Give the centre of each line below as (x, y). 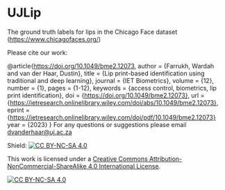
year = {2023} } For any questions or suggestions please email (97, 124)
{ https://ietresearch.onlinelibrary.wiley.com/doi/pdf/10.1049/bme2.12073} (112, 117)
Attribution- (166, 159)
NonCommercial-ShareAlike (47, 166)
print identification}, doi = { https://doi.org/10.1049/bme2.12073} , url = (106, 95)
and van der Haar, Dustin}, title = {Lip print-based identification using (106, 73)
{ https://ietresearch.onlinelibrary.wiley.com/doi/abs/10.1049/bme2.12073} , (113, 102)
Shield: (17, 145)
